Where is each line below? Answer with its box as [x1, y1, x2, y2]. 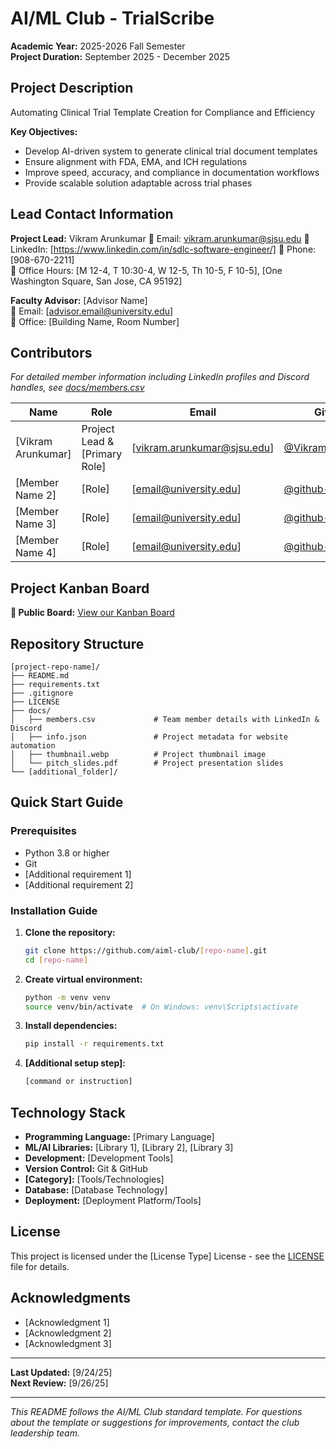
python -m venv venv [24, 992, 111, 1002]
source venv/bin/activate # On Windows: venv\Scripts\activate [24, 1002, 299, 1012]
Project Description [10, 80, 134, 97]
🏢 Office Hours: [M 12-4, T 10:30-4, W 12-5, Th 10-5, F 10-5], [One [10, 264, 283, 276]
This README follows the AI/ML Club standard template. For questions [10, 1405, 303, 1417]
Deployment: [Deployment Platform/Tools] [24, 1195, 202, 1207]
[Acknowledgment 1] [24, 1316, 110, 1328]
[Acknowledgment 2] [24, 1327, 112, 1339]
